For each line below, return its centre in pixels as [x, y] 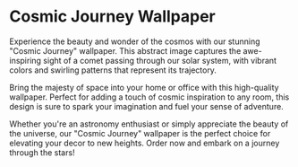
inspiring [26, 60]
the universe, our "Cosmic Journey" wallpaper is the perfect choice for [140, 133]
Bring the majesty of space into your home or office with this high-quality [144, 87]
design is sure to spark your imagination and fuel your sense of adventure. [146, 106]
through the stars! [42, 152]
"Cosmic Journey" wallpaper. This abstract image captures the [125, 50]
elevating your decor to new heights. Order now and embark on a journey [145, 143]
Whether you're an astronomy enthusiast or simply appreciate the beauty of [149, 124]
